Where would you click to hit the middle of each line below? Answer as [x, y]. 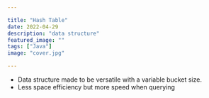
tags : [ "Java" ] [30, 47]
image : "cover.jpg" [36, 53]
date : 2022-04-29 [33, 27]
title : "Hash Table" [38, 20]
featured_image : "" [36, 40]
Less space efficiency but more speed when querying [96, 87]
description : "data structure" [53, 33]
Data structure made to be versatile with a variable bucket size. [109, 80]
